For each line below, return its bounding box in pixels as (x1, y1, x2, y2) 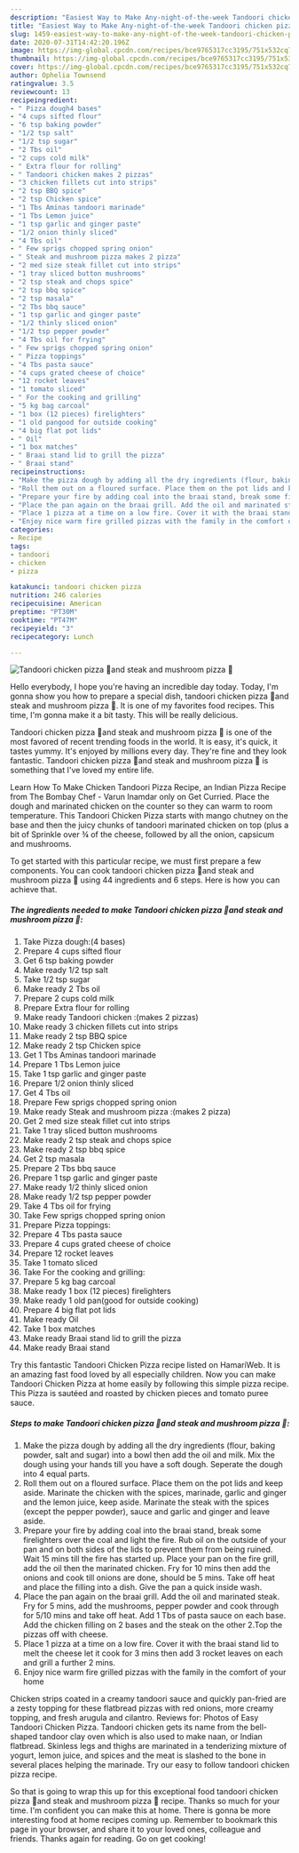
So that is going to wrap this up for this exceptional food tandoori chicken (10, 1786, 279, 1797)
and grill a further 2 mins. (22, 1657, 116, 1668)
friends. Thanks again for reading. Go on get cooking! (10, 1833, 207, 1844)
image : (10, 46, 35, 55)
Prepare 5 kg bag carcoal (22, 1276, 116, 1287)
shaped (10, 1731, 38, 1742)
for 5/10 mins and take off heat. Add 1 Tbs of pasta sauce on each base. (22, 1610, 287, 1621)
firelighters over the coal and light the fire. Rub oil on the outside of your (22, 1535, 287, 1545)
